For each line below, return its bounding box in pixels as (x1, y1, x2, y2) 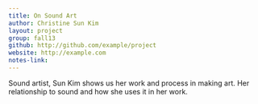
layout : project (8, 26, 63, 34)
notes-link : (8, 57, 48, 65)
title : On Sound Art (8, 11, 78, 20)
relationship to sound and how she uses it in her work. (8, 86, 188, 96)
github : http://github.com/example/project (8, 42, 157, 50)
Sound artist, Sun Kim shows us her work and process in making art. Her (8, 78, 250, 88)
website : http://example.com (8, 49, 106, 57)
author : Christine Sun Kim (8, 19, 99, 27)
